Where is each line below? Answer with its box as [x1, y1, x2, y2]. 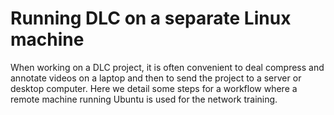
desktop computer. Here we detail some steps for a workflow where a [10, 82, 298, 94]
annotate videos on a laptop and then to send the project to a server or [10, 72, 302, 84]
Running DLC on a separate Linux [10, 7, 292, 30]
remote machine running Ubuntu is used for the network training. [10, 93, 278, 105]
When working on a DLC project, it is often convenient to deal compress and [10, 61, 325, 73]
